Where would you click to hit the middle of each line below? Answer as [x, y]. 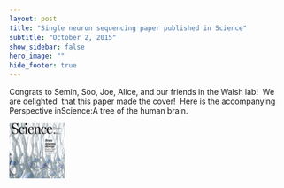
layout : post [33, 19]
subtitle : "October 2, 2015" [63, 37]
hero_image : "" [37, 56]
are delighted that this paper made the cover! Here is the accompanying [142, 101]
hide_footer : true [43, 66]
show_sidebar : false [47, 47]
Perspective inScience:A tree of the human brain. [99, 110]
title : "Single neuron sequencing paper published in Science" [128, 28]
